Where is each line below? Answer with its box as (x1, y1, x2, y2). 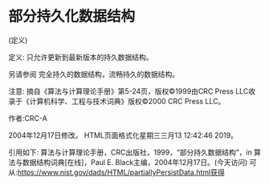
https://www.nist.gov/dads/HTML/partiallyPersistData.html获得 (17, 167, 225, 177)
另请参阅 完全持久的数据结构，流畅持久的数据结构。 (8, 69, 179, 78)
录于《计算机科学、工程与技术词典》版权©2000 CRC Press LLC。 (8, 96, 226, 106)
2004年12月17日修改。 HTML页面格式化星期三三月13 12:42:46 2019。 (8, 130, 238, 140)
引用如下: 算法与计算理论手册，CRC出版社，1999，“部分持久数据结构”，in (8, 147, 253, 157)
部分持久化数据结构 (8, 7, 136, 26)
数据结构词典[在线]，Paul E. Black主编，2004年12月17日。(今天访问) (22, 157, 248, 167)
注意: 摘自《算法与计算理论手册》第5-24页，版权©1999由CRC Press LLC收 (8, 86, 256, 96)
